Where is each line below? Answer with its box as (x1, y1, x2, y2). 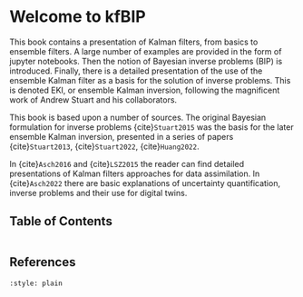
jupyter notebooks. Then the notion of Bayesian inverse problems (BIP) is (9, 55, 283, 66)
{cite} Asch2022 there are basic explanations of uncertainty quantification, (9, 177, 281, 188)
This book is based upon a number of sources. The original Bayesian (9, 112, 267, 123)
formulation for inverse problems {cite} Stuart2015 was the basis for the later (9, 121, 294, 133)
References (9, 254, 76, 270)
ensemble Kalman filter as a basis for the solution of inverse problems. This (9, 74, 291, 85)
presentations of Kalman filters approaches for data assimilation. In (9, 168, 260, 179)
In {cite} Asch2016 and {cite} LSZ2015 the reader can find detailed (9, 158, 245, 169)
